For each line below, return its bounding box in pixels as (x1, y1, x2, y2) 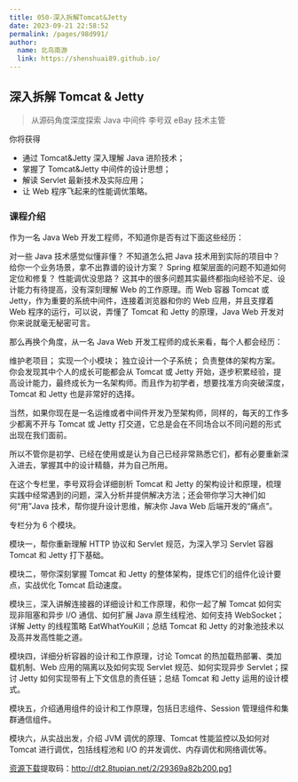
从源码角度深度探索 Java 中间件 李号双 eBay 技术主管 (30, 115, 226, 125)
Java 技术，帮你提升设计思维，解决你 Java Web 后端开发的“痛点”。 (31, 501, 278, 512)
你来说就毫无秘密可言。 (9, 317, 95, 329)
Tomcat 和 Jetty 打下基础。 (9, 550, 109, 561)
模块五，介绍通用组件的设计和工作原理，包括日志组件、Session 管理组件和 (9, 703, 281, 714)
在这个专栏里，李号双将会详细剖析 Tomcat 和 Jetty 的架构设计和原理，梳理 (9, 479, 282, 490)
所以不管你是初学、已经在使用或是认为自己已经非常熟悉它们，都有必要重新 (9, 449, 281, 459)
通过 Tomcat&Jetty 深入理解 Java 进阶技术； (21, 152, 185, 163)
